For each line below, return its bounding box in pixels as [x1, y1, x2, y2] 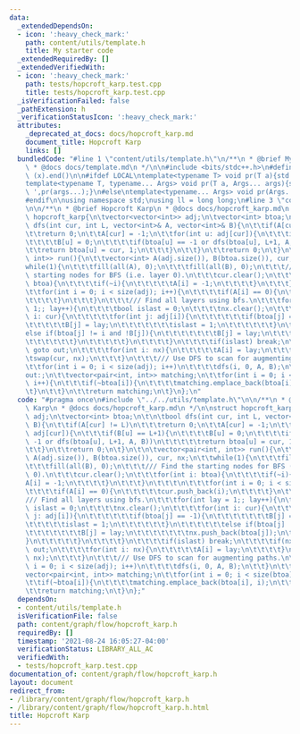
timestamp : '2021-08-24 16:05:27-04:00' [17, 637, 170, 645]
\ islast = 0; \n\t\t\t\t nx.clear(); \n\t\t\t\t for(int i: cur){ [25, 503, 266, 512]
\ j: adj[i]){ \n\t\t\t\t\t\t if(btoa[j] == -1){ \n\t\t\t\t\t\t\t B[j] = [25, 511, 294, 521]
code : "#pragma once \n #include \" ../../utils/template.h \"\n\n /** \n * [17, 395, 286, 405]
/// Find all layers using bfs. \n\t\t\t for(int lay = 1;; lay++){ [25, 495, 278, 504]
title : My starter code [25, 46, 114, 55]
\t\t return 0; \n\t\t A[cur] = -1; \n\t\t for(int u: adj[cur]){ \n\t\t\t [25, 229, 290, 238]
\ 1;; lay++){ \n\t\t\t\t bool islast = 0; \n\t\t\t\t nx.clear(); [25, 304, 266, 313]
